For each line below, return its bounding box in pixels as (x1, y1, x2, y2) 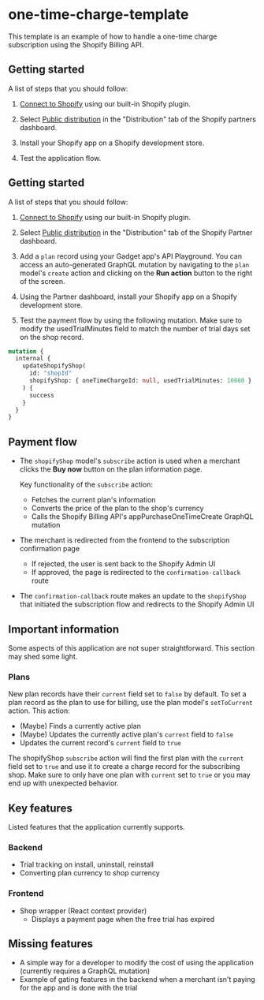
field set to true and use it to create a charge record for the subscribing (8, 762, 240, 771)
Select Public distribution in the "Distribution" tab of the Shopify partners (19, 114, 256, 124)
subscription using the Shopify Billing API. (8, 39, 144, 49)
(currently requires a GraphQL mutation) (19, 966, 151, 976)
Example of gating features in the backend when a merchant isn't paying (19, 975, 256, 984)
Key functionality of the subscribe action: (19, 479, 154, 490)
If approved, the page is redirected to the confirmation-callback (31, 568, 241, 577)
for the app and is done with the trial (19, 983, 138, 993)
